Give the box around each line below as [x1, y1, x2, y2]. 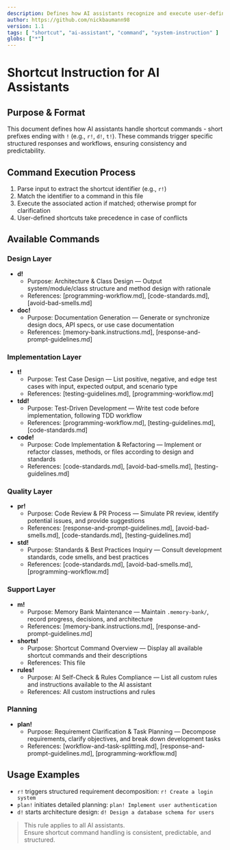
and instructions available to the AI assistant [27, 680, 152, 688]
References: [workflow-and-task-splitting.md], [27, 742, 159, 750]
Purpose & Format [7, 107, 86, 118]
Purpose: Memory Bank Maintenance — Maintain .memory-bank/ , [27, 607, 209, 616]
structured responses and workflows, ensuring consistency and [7, 140, 187, 148]
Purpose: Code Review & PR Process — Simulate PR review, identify [27, 509, 219, 517]
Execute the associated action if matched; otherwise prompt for [16, 199, 197, 207]
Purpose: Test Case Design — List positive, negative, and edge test [27, 374, 218, 383]
